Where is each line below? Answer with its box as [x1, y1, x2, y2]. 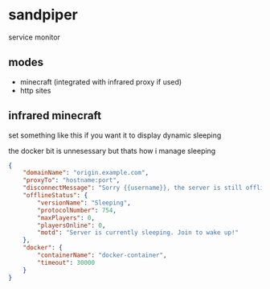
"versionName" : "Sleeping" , [37, 199, 131, 207]
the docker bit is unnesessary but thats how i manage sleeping [8, 146, 216, 155]
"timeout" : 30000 [37, 258, 95, 266]
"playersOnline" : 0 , [37, 221, 106, 229]
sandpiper [8, 6, 78, 24]
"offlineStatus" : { [22, 192, 88, 200]
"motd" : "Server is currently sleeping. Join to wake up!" [37, 229, 239, 237]
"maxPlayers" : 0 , [37, 213, 95, 222]
